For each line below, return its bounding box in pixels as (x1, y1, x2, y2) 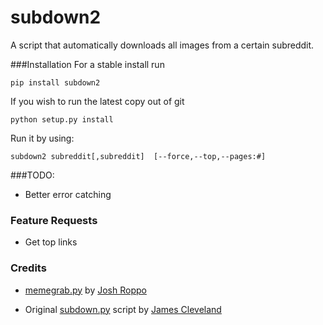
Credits (10, 261, 47, 275)
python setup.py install (10, 114, 114, 125)
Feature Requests (10, 213, 98, 227)
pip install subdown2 (10, 77, 101, 88)
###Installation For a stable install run (10, 58, 165, 70)
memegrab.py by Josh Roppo (24, 284, 147, 296)
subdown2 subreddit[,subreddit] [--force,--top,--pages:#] (10, 151, 267, 161)
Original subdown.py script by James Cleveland (24, 303, 222, 315)
